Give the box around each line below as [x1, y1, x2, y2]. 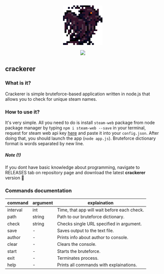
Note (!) [5, 152, 21, 158]
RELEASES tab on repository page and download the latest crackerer [5, 169, 146, 175]
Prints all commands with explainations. [57, 262, 137, 268]
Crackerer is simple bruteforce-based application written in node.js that [5, 91, 150, 97]
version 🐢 [5, 175, 25, 181]
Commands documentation [5, 187, 72, 194]
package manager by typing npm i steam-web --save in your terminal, [5, 124, 146, 131]
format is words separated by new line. [5, 140, 84, 146]
